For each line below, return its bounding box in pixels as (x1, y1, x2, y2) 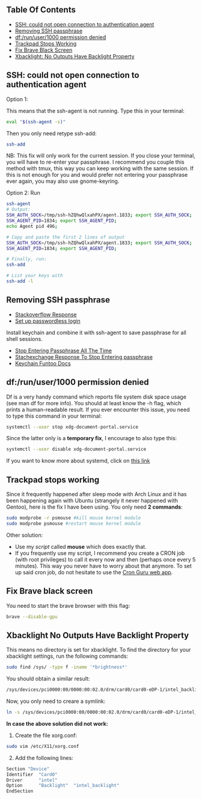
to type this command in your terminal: (6, 412, 102, 420)
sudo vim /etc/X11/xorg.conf (6, 743, 79, 749)
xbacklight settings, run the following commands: (6, 652, 128, 660)
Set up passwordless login (14, 317, 81, 324)
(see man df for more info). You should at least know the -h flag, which (6, 399, 182, 406)
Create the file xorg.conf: (14, 732, 78, 739)
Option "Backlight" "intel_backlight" (6, 783, 120, 789)
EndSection (6, 788, 34, 794)
